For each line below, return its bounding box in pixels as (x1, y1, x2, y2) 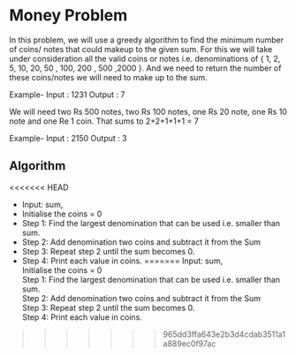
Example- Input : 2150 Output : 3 (9, 133, 127, 143)
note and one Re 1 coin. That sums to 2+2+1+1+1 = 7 (9, 116, 199, 126)
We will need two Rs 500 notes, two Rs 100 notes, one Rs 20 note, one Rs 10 (9, 106, 287, 117)
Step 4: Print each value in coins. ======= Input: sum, (21, 255, 224, 266)
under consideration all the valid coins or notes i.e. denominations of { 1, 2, (9, 53, 281, 64)
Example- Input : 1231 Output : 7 (9, 89, 125, 100)
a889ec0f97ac (163, 338, 216, 349)
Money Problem (9, 5, 128, 26)
